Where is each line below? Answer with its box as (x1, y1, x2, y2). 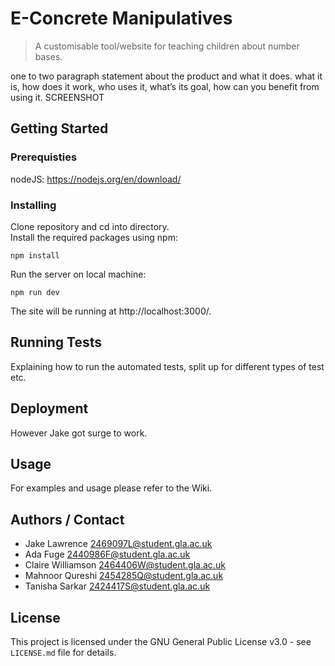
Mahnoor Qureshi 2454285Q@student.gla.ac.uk (24, 570, 224, 582)
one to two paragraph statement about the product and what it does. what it (10, 70, 323, 82)
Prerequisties (10, 150, 78, 164)
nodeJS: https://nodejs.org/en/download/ (10, 173, 182, 185)
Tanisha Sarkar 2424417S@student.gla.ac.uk (24, 580, 211, 592)
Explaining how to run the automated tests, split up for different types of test (10, 360, 325, 372)
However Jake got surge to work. (10, 427, 148, 439)
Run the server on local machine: (10, 268, 147, 280)
